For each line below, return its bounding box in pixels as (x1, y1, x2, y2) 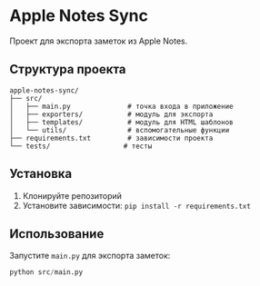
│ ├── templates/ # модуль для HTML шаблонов (9, 117, 234, 127)
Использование (9, 226, 105, 242)
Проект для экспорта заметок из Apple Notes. (9, 35, 188, 46)
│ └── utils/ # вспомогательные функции (9, 125, 230, 134)
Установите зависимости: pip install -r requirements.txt (22, 200, 252, 211)
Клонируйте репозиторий (22, 190, 123, 201)
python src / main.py (9, 268, 84, 277)
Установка (9, 166, 73, 182)
